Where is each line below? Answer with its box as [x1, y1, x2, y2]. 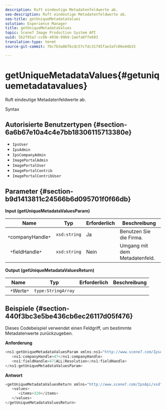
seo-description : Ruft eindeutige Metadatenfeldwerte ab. [5, 12, 127, 17]
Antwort [5, 372, 23, 378]
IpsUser [12, 142, 28, 147]
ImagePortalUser [12, 163, 46, 168]
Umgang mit [120, 242, 148, 249]
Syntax [5, 106, 20, 112]
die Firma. [120, 234, 143, 241]
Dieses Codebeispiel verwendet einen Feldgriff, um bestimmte [5, 325, 132, 331]
